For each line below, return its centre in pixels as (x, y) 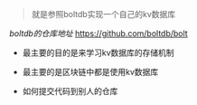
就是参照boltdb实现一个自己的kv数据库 (103, 14)
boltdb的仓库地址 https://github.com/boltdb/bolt (98, 33)
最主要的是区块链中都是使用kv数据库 (90, 72)
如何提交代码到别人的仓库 (70, 91)
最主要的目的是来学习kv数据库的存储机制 (98, 52)
